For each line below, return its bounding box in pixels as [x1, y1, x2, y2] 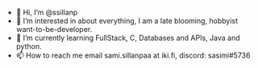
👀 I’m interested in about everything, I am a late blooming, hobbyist [15, 16, 239, 26]
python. [15, 42, 42, 51]
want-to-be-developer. [15, 25, 93, 34]
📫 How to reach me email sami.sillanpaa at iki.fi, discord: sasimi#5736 [15, 50, 251, 60]
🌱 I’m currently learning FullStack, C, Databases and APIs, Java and [15, 33, 240, 42]
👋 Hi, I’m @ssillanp [15, 8, 78, 17]
